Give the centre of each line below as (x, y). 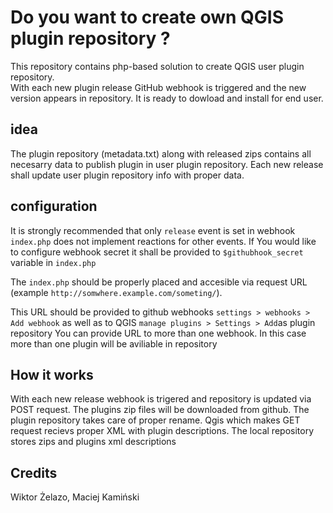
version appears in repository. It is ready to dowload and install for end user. (167, 98)
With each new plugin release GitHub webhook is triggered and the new (158, 87)
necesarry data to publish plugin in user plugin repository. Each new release (167, 164)
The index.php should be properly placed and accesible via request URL (159, 282)
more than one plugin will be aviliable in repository (114, 343)
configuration (54, 206)
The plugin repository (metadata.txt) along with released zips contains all (161, 153)
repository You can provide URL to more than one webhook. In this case (158, 333)
